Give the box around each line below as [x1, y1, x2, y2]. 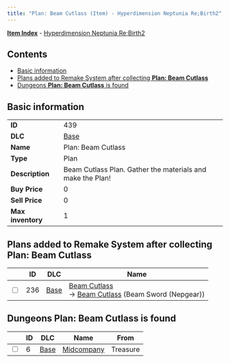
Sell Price [10, 196, 42, 205]
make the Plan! [63, 174, 112, 183]
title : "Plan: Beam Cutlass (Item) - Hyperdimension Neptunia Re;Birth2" [7, 10, 222, 17]
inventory [10, 215, 43, 225]
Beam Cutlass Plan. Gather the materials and [63, 165, 207, 174]
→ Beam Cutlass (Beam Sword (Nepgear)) [68, 290, 205, 299]
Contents [7, 49, 48, 60]
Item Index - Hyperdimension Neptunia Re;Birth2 [7, 29, 145, 37]
